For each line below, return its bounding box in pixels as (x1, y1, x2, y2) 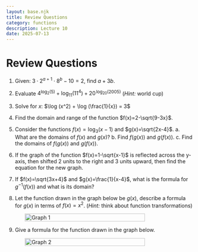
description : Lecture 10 (6, 25, 68, 32)
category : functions (6, 20, 58, 26)
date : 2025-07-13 (6, 31, 49, 37)
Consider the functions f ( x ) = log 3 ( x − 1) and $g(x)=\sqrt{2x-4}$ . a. (14, 126, 180, 134)
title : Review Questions (6, 14, 68, 20)
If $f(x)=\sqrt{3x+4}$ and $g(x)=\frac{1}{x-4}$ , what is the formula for (14, 175, 188, 182)
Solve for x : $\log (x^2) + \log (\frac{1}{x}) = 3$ (14, 102, 131, 110)
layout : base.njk (6, 8, 49, 15)
